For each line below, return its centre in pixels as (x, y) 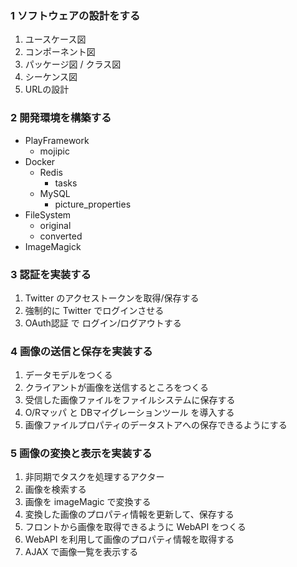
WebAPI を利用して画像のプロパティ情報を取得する (129, 539)
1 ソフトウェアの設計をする (75, 15)
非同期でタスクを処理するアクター (94, 477)
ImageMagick (53, 246)
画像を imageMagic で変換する (88, 502)
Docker (40, 161)
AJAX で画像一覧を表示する (81, 552)
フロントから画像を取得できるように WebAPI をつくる (135, 527)
